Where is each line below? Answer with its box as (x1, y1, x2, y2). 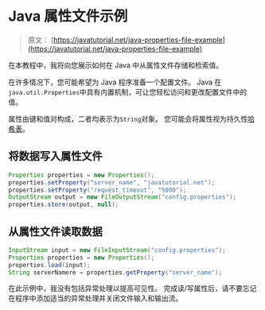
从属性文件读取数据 (8, 224, 103, 238)
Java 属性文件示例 (8, 7, 128, 25)
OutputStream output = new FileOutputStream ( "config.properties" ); (8, 193, 237, 201)
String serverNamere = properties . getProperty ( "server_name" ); (8, 268, 223, 277)
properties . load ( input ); (8, 261, 91, 269)
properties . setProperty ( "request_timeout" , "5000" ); (8, 186, 187, 194)
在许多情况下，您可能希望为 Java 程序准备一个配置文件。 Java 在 (8, 77, 222, 87)
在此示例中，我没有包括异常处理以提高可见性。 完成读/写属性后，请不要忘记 (8, 284, 257, 293)
